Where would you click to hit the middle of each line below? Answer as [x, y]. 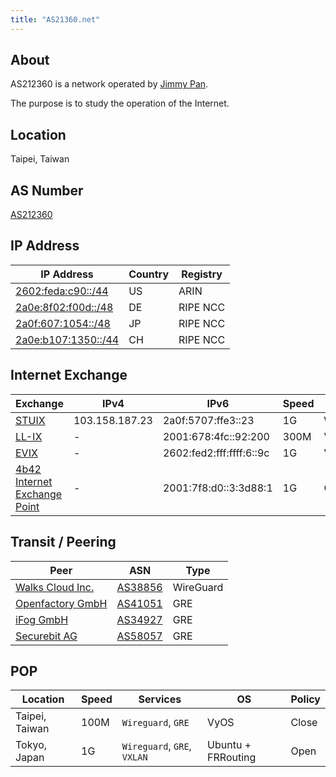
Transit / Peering [63, 542]
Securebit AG [46, 636]
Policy [305, 699]
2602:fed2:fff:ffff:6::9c [216, 453]
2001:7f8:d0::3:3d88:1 [217, 488]
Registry [202, 274]
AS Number [47, 190]
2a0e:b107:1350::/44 [67, 339]
